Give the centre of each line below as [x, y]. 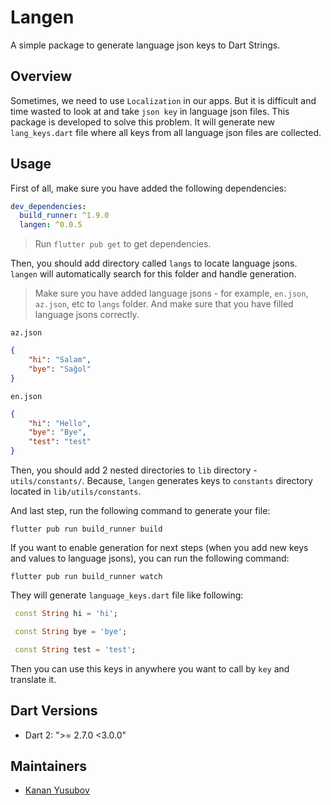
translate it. [33, 679]
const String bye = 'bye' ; [71, 631]
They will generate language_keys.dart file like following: [127, 595]
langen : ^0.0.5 [51, 225]
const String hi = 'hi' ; [66, 614]
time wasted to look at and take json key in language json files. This [150, 111]
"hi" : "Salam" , [60, 360]
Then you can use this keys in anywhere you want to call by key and [150, 668]
